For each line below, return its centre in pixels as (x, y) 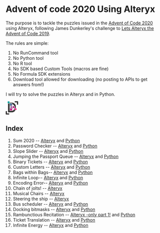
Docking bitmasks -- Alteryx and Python (54, 209)
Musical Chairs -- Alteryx (39, 193)
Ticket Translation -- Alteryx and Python (54, 220)
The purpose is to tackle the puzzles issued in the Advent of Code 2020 (79, 23)
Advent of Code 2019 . (28, 33)
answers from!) (28, 84)
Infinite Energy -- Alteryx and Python (50, 225)
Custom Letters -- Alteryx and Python (51, 167)
